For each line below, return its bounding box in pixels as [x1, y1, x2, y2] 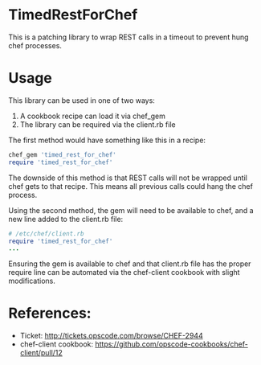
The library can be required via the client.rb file [19, 119, 176, 129]
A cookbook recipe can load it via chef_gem [19, 111, 166, 121]
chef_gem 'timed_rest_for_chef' [8, 150, 116, 158]
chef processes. [8, 40, 63, 50]
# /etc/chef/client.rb [8, 229, 84, 238]
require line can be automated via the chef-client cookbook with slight [8, 268, 240, 277]
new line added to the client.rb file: [8, 214, 124, 224]
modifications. [8, 276, 56, 286]
